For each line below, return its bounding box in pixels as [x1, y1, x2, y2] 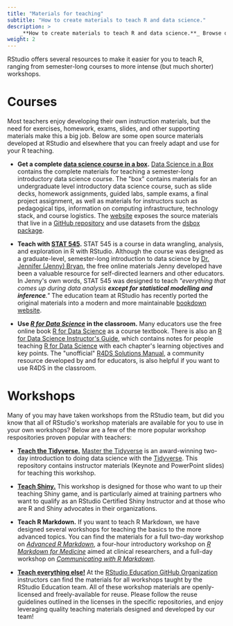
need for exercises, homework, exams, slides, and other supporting [7, 124, 200, 133]
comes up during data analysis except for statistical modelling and [17, 284, 213, 292]
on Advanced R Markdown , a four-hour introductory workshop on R [17, 540, 212, 548]
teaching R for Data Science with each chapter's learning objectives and [17, 341, 224, 350]
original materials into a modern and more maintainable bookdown [17, 299, 207, 307]
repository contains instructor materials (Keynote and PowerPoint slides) [17, 462, 225, 469]
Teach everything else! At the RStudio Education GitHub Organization [17, 568, 218, 576]
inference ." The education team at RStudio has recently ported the [17, 291, 209, 300]
